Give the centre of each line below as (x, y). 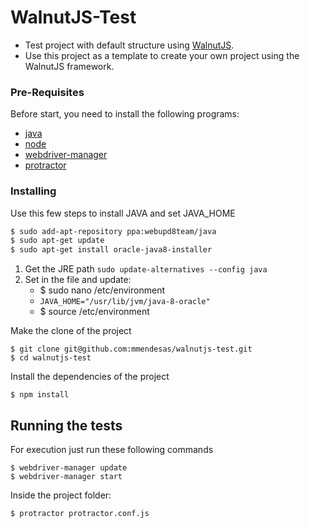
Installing (33, 191)
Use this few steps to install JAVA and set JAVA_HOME (123, 213)
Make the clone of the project (71, 331)
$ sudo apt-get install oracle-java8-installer (111, 250)
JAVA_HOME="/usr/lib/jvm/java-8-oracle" (125, 302)
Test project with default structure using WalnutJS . (129, 45)
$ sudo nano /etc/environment (102, 290)
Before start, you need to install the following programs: (125, 114)
